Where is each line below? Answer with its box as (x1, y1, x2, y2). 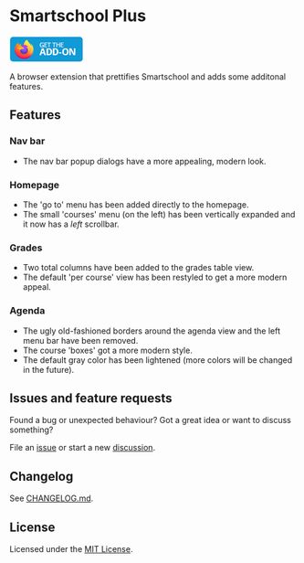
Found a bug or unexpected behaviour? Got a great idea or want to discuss (9, 415, 292, 426)
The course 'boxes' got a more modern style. (22, 345, 194, 356)
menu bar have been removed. (22, 335, 139, 345)
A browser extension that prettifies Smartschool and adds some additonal (9, 70, 286, 82)
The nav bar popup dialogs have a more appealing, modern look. (22, 155, 267, 166)
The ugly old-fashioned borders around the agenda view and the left (22, 325, 281, 336)
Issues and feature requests (9, 390, 173, 406)
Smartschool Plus (9, 5, 147, 27)
